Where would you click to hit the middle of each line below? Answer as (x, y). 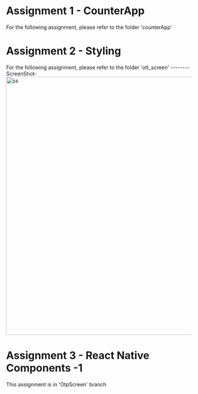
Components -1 (44, 368)
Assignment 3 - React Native (78, 356)
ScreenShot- (22, 73)
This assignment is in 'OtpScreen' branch (56, 384)
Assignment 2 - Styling (64, 51)
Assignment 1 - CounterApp (75, 11)
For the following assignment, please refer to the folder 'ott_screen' (88, 67)
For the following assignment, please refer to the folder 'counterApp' (89, 27)
